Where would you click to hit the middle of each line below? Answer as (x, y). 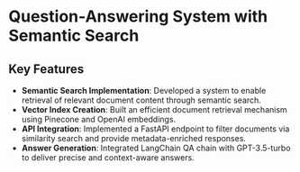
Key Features (46, 69)
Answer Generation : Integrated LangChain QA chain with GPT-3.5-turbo (156, 148)
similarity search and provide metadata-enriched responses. (134, 138)
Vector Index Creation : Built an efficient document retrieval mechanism (154, 109)
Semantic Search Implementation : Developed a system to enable (144, 91)
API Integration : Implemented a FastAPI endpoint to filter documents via (155, 129)
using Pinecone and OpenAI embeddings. (99, 119)
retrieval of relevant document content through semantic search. (141, 100)
